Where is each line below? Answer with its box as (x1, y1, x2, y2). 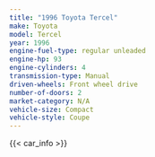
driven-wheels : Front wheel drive (9, 80, 139, 89)
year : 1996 (9, 38, 50, 48)
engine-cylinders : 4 (9, 64, 87, 73)
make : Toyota (9, 22, 58, 31)
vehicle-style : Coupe (9, 113, 90, 122)
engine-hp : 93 (9, 55, 63, 64)
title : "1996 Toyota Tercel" (9, 13, 118, 22)
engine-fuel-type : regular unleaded (9, 47, 146, 56)
